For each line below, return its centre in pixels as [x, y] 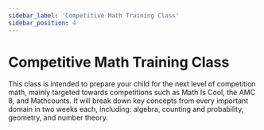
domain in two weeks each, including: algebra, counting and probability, [126, 109]
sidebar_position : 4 [43, 23]
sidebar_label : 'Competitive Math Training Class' [94, 15]
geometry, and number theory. [58, 118]
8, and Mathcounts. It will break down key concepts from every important [128, 101]
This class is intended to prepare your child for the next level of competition [132, 84]
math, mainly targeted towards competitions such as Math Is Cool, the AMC [132, 93]
